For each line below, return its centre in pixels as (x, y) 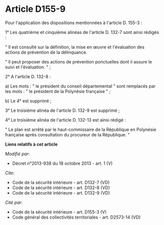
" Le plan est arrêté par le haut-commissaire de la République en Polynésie (81, 129)
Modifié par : (18, 154)
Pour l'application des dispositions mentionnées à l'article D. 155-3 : (74, 23)
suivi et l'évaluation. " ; (28, 67)
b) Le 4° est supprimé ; (28, 101)
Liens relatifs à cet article (31, 144)
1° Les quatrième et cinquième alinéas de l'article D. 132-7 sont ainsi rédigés (82, 32)
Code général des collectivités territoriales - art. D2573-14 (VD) (76, 217)
